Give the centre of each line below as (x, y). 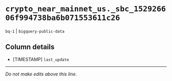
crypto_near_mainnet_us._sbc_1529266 (86, 9)
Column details (30, 47)
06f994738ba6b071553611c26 (63, 18)
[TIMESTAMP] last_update (41, 59)
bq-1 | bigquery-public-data (35, 31)
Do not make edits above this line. (41, 74)
